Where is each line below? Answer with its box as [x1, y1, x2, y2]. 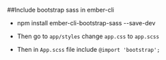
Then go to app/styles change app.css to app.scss [16, 32, 159, 40]
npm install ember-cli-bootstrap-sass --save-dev [16, 19, 156, 27]
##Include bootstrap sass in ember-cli [7, 6, 115, 14]
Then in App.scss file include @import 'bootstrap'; [16, 46, 161, 53]
